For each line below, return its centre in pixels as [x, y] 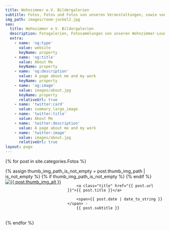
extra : [17, 39]
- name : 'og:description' [42, 72]
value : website [35, 48]
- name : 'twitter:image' [40, 133]
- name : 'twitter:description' [47, 123]
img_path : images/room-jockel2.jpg [43, 19]
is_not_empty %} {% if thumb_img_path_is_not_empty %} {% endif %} [78, 176]
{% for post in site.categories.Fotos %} [46, 161]
